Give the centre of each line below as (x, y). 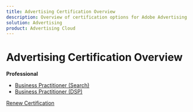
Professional (22, 74)
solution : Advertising (34, 23)
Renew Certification (30, 103)
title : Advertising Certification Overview (61, 12)
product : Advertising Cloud (41, 28)
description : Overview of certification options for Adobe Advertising (96, 17)
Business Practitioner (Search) (52, 85)
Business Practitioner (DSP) (49, 92)
